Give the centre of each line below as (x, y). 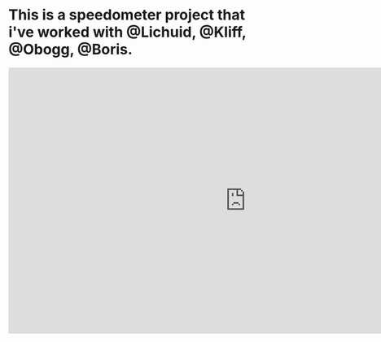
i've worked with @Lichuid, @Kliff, (127, 32)
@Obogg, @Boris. (70, 50)
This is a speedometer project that (127, 15)
